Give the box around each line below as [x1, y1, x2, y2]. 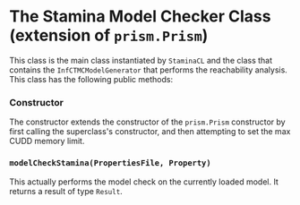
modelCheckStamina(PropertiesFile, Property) [9, 158, 212, 168]
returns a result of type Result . [9, 185, 123, 196]
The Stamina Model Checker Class [9, 6, 271, 27]
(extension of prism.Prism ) [9, 25, 209, 46]
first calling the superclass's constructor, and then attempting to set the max [9, 126, 291, 137]
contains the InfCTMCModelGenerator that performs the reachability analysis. [9, 64, 288, 75]
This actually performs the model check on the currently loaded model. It [9, 176, 279, 187]
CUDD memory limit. [9, 136, 85, 147]
